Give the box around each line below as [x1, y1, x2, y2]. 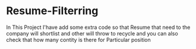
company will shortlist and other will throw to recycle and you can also [6, 30, 178, 37]
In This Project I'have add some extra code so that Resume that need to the [6, 24, 191, 31]
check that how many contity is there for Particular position [6, 36, 151, 43]
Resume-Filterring [6, 4, 99, 18]
